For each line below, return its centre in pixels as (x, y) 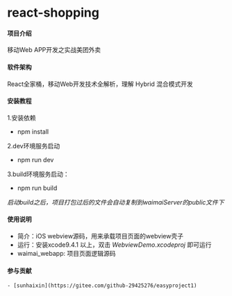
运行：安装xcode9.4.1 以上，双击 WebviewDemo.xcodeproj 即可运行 (114, 245)
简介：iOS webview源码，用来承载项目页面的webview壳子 (100, 236)
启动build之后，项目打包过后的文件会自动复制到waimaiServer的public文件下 (116, 202)
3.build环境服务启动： (38, 174)
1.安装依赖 (22, 117)
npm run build (37, 188)
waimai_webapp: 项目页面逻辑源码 (66, 253)
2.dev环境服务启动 (34, 146)
